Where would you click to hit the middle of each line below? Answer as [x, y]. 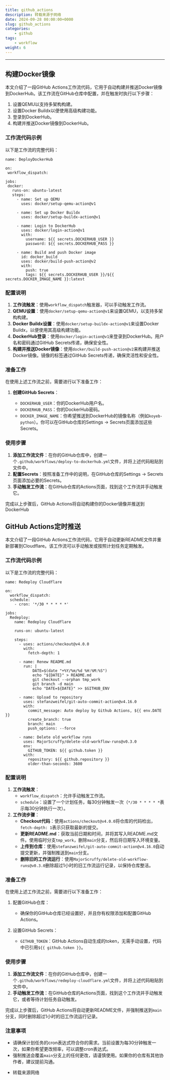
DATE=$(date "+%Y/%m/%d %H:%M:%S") [70, 671]
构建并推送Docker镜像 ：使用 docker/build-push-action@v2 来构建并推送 [86, 349]
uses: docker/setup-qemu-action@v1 [58, 204]
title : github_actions [29, 10]
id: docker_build [39, 257]
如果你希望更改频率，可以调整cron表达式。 [66, 1049]
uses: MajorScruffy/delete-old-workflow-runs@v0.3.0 [80, 742]
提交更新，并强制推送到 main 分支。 [56, 853]
